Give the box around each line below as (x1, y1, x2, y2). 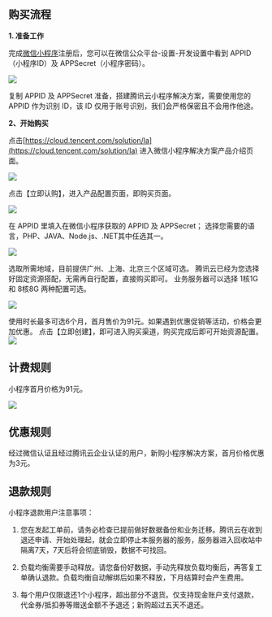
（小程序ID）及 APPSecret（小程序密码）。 (8, 58, 150, 67)
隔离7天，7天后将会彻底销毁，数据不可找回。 (19, 545, 171, 555)
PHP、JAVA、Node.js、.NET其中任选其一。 (22, 231, 168, 241)
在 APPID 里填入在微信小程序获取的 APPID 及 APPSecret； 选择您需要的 (8, 220, 248, 230)
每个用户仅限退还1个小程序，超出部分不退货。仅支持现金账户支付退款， (19, 590, 258, 600)
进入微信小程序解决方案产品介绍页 (139, 146, 254, 155)
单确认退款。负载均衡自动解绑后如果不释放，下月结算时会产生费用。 (19, 572, 248, 583)
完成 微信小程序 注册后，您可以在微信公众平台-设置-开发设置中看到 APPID (8, 48, 252, 58)
